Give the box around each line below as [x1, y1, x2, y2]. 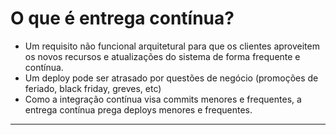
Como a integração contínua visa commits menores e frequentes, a [24, 93, 302, 105]
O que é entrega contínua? [10, 7, 235, 30]
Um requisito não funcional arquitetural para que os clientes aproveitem [24, 40, 320, 52]
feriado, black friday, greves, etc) [24, 82, 162, 94]
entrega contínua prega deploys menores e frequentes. [24, 103, 253, 116]
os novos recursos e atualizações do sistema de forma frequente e [24, 50, 301, 62]
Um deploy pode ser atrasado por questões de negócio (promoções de [24, 72, 319, 84]
